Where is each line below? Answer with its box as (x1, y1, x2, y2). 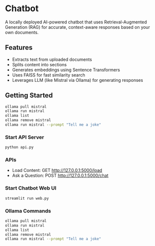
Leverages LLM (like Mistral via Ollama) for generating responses (12, 77, 143, 83)
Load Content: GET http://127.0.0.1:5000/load (12, 168, 102, 173)
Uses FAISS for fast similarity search (12, 72, 85, 78)
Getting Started (5, 91, 53, 100)
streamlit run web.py (5, 196, 49, 201)
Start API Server (5, 133, 44, 140)
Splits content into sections (12, 61, 67, 67)
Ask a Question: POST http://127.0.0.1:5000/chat (12, 172, 109, 178)
